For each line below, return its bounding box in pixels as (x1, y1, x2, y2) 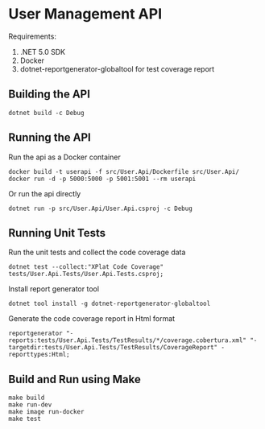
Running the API (8, 130, 91, 145)
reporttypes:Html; (8, 351, 70, 359)
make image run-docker (8, 408, 85, 416)
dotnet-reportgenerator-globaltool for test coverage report (19, 64, 215, 73)
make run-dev (8, 401, 52, 409)
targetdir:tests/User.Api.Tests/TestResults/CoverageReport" (8, 344, 218, 352)
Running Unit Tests (8, 226, 106, 240)
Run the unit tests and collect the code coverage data (8, 247, 186, 258)
